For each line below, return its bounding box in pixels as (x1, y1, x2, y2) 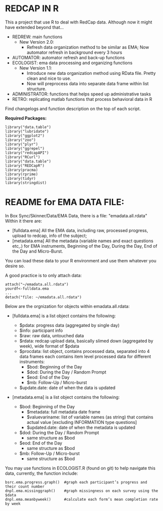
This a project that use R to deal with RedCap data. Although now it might (5, 19, 152, 25)
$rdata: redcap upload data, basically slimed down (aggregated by (19, 338, 154, 344)
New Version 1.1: (19, 65, 52, 71)
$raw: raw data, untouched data (19, 332, 84, 338)
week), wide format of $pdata (19, 343, 80, 349)
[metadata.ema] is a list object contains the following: (12, 394, 120, 400)
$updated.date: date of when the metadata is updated (26, 424, 136, 430)
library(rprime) (5, 172, 38, 177)
